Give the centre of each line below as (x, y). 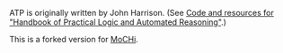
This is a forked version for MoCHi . (74, 39)
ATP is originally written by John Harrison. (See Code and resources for (141, 13)
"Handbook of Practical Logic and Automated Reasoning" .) (118, 22)
